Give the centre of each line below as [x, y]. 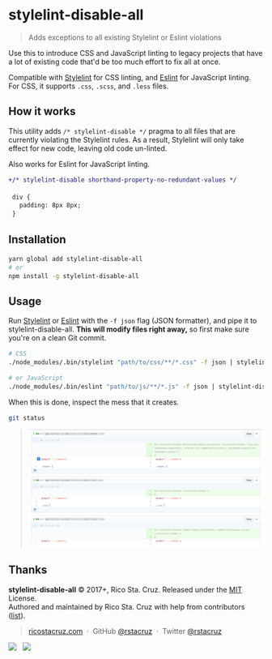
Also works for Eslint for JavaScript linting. [79, 164]
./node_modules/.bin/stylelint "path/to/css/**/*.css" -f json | [121, 362]
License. [23, 598]
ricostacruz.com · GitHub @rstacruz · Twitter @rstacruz [125, 631]
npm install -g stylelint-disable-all [74, 276]
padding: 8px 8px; [50, 205]
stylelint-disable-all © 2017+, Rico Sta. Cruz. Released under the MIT [125, 589]
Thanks [28, 570]
